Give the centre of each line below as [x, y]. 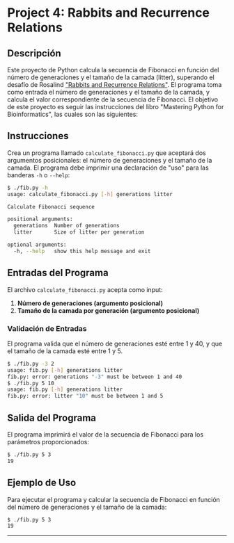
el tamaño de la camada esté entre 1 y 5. [65, 351]
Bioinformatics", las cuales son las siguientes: [72, 114]
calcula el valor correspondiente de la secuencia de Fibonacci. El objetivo [112, 99]
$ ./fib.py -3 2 [31, 364]
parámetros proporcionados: [48, 441]
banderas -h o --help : [39, 175]
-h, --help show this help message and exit [82, 251]
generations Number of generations [67, 226]
